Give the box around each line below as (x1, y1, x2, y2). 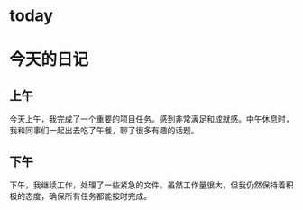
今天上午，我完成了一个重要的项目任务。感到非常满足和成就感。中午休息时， (9, 114, 294, 124)
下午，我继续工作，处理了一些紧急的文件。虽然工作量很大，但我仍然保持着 (9, 179, 286, 190)
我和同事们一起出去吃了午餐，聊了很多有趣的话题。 (9, 125, 199, 136)
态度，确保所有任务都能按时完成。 (24, 191, 151, 201)
